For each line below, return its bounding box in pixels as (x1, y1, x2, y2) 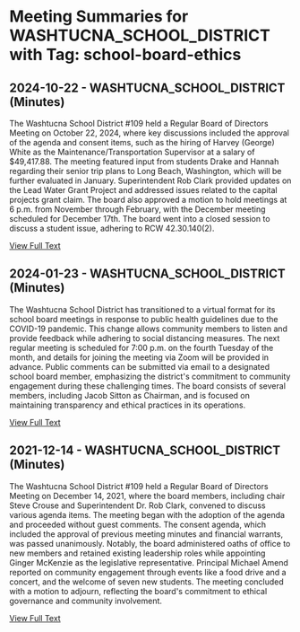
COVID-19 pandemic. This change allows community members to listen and (9, 323, 288, 334)
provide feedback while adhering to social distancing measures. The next (9, 332, 280, 343)
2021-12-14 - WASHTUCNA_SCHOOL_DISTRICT (9, 443, 281, 459)
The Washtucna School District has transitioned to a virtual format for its (9, 303, 276, 315)
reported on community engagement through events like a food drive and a (9, 566, 287, 577)
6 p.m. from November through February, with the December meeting (9, 204, 266, 215)
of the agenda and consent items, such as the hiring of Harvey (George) (9, 137, 275, 147)
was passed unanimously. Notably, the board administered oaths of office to (9, 538, 291, 549)
